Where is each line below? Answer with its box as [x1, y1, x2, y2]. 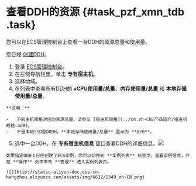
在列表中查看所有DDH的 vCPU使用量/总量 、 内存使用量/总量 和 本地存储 [14, 85, 187, 92]
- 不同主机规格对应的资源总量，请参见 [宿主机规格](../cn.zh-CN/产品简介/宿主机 [6, 116, 188, 122]
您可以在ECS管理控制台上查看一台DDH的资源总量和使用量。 [6, 38, 151, 45]
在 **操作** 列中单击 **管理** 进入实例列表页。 [6, 159, 112, 164]
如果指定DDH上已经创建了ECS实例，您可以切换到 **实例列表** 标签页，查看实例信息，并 [6, 153, 190, 159]
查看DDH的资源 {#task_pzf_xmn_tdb [6, 5, 185, 19]
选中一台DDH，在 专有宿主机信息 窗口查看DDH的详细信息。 [14, 140, 158, 147]
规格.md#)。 [6, 122, 33, 129]
